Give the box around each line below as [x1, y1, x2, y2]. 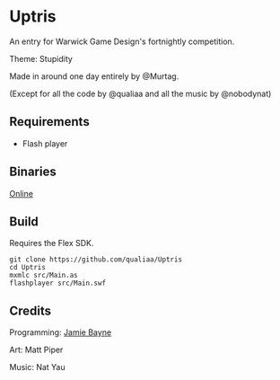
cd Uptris [9, 263, 47, 272]
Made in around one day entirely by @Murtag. [9, 70, 179, 82]
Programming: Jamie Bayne [9, 327, 112, 338]
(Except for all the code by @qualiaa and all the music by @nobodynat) [9, 88, 272, 99]
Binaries [9, 164, 57, 180]
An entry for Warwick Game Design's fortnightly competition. [9, 36, 235, 47]
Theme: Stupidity [9, 53, 74, 64]
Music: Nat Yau [9, 362, 66, 373]
